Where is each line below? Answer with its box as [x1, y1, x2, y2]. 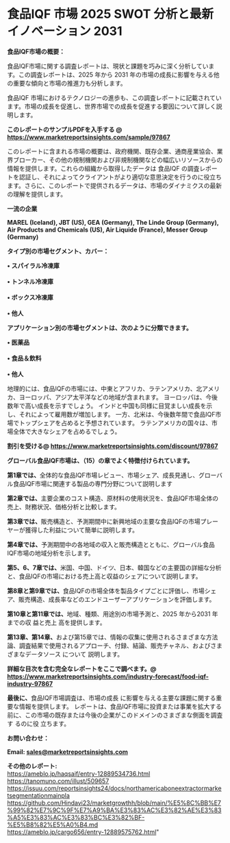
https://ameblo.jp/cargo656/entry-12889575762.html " [7, 827, 159, 836]
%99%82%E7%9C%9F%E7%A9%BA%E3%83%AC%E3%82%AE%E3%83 [7, 806, 222, 814]
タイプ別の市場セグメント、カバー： [7, 247, 110, 255]
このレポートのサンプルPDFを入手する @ [7, 125, 123, 134]
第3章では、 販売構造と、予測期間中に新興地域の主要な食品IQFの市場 [7, 517, 201, 525]
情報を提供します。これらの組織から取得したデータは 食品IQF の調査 [7, 164, 200, 172]
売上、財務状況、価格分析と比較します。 [7, 502, 121, 511]
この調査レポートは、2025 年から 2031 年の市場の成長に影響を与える [18, 70, 214, 79]
